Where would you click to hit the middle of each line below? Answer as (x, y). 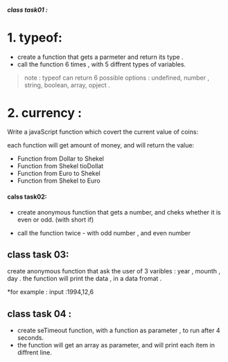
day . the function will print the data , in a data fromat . (85, 279)
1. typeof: (35, 37)
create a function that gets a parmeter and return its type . (100, 57)
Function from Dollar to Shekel (60, 159)
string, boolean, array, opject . (67, 85)
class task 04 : (39, 314)
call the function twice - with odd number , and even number (104, 233)
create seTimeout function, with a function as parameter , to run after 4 (119, 331)
